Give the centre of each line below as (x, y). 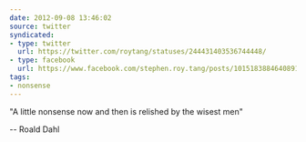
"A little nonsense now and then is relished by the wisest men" (126, 111)
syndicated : (32, 35)
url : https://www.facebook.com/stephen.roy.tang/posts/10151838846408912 (160, 69)
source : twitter (40, 26)
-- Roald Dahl (35, 129)
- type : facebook (42, 60)
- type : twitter (40, 43)
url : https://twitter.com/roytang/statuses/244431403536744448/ (142, 52)
